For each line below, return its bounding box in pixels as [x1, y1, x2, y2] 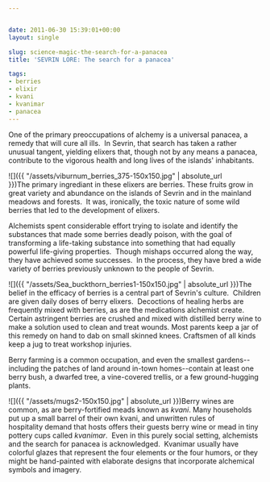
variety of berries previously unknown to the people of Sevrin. [8, 264, 214, 273]
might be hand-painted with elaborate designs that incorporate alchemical [8, 456, 255, 466]
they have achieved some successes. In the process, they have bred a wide [8, 255, 262, 264]
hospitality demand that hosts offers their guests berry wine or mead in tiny [8, 422, 259, 431]
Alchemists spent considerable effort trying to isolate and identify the [8, 221, 239, 231]
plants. [8, 380, 31, 390]
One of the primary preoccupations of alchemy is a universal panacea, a [8, 130, 248, 139]
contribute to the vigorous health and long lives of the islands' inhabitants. [8, 155, 255, 165]
